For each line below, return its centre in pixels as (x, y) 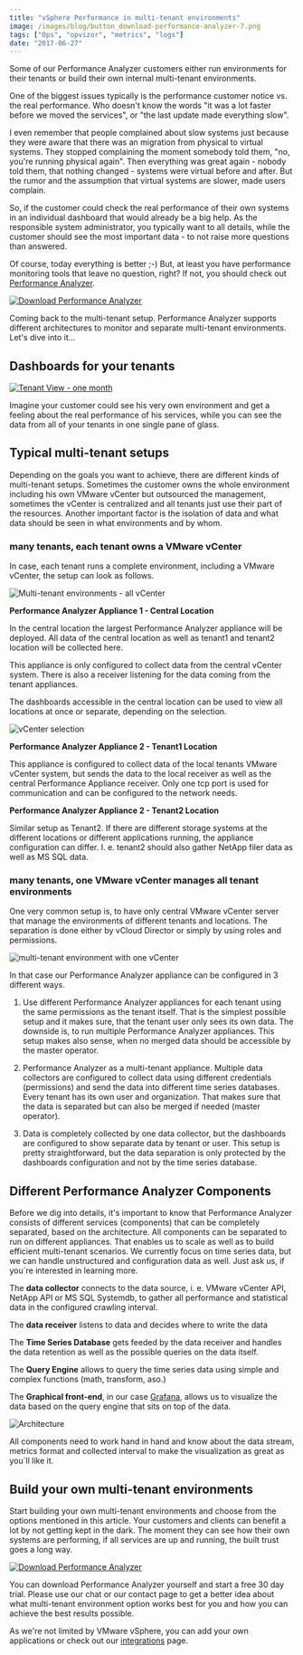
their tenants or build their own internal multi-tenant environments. (133, 79)
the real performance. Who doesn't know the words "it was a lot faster (141, 106)
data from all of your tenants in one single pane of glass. (114, 425)
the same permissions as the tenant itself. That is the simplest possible (154, 1012)
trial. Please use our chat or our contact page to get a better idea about (142, 1594)
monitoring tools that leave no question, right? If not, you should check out (148, 273)
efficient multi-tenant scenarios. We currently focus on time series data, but (151, 1251)
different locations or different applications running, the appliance (132, 837)
